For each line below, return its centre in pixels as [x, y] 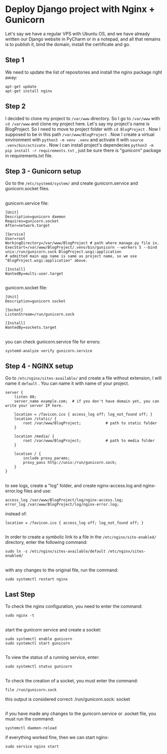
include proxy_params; [47, 458]
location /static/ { [35, 419]
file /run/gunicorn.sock [31, 690]
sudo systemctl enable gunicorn [39, 639]
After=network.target [28, 225]
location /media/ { [34, 436]
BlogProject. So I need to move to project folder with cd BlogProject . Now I [83, 129]
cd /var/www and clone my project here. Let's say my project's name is [77, 124]
